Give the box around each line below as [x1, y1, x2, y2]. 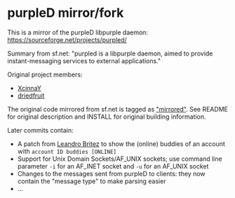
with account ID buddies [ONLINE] [17, 147, 117, 155]
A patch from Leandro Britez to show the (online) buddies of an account [17, 139, 226, 148]
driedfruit [17, 91, 45, 100]
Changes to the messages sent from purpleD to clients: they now [17, 169, 206, 178]
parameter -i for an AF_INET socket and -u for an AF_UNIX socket [17, 161, 209, 170]
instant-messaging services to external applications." [7, 56, 161, 65]
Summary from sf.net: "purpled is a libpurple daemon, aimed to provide [7, 49, 213, 58]
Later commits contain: [7, 126, 74, 134]
